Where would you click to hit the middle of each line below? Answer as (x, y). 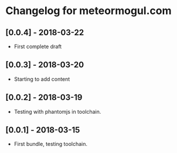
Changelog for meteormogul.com (88, 11)
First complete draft (38, 46)
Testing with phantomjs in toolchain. (57, 111)
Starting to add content (42, 79)
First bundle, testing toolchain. (51, 144)
